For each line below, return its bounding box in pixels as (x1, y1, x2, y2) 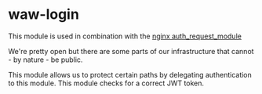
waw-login (8, 5, 80, 23)
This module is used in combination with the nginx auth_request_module (8, 31, 242, 41)
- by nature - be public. (8, 55, 83, 64)
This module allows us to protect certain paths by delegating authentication (8, 70, 253, 79)
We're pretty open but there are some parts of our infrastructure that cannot (8, 46, 254, 56)
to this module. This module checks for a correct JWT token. (8, 78, 205, 88)
